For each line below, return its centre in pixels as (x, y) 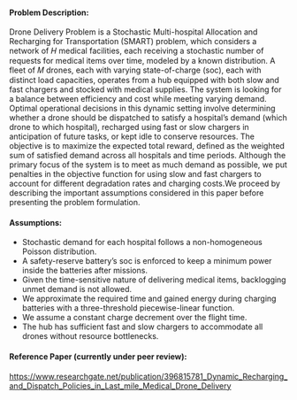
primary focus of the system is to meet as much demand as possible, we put (148, 165)
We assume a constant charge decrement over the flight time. (134, 318)
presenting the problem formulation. (75, 203)
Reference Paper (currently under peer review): (98, 357)
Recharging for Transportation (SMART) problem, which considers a (133, 42)
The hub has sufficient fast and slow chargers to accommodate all (142, 327)
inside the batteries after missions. (85, 271)
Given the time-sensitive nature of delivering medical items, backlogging (154, 280)
